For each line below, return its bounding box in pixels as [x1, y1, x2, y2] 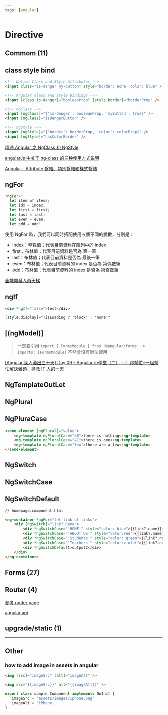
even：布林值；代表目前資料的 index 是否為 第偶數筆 [12, 260, 121, 266]
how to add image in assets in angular [5, 662, 99, 669]
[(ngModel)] [5, 329, 44, 337]
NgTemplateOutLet [5, 381, 66, 389]
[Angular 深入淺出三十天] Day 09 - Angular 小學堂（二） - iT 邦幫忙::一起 [5, 360, 154, 366]
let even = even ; [9, 217, 46, 222]
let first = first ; [9, 208, 50, 213]
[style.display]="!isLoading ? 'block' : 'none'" [5, 315, 111, 320]
